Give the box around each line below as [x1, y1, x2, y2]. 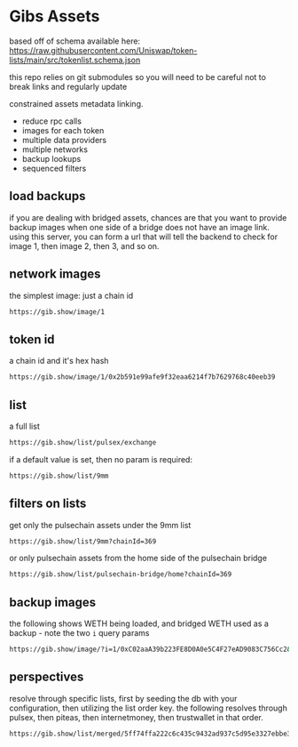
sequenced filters [21, 163, 87, 173]
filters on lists [9, 496, 87, 511]
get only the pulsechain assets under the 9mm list [9, 519, 192, 530]
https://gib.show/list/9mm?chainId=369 [9, 536, 157, 546]
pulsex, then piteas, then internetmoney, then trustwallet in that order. [9, 711, 264, 722]
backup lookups [21, 153, 82, 164]
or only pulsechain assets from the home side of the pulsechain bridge [9, 553, 268, 564]
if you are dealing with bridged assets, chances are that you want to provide [9, 212, 287, 223]
